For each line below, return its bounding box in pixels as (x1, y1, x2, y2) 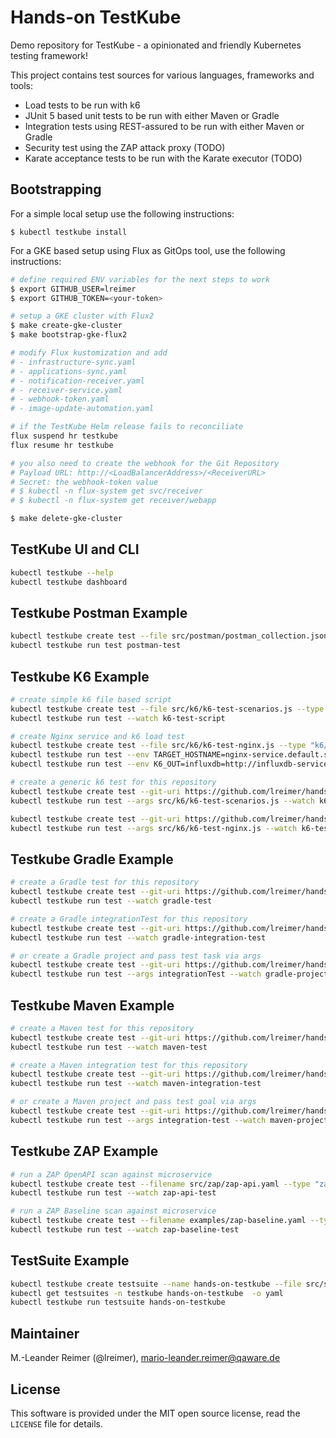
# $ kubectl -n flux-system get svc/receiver (10, 486, 203, 496)
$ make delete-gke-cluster (10, 514, 123, 524)
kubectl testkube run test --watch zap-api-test (10, 1188, 217, 1198)
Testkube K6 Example (10, 668, 150, 685)
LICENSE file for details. (10, 1417, 103, 1430)
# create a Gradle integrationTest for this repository (10, 914, 248, 924)
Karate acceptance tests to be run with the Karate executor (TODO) (24, 152, 303, 164)
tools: (10, 79, 34, 91)
